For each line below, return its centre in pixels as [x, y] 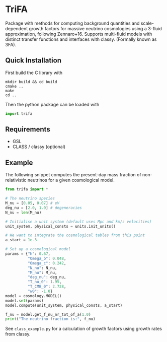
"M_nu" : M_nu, [42, 272]
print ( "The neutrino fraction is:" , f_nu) [50, 319]
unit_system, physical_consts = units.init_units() [60, 226]
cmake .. [14, 86]
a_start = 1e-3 [21, 240]
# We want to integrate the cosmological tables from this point [75, 235]
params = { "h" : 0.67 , [28, 254]
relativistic [16, 180]
